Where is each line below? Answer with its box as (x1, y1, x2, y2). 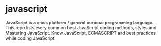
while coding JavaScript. (5, 35, 56, 41)
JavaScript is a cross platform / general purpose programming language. (5, 20, 154, 25)
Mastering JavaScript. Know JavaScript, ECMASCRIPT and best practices (5, 30, 156, 36)
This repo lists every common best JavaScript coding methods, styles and (5, 24, 157, 30)
